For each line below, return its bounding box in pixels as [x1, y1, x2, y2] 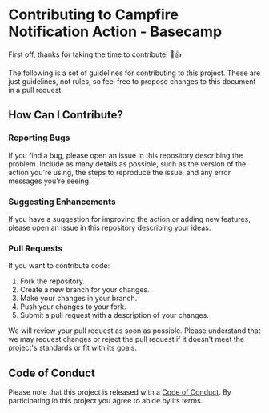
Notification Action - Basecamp [8, 22, 223, 41]
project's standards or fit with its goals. [8, 343, 138, 353]
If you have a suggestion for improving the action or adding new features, [8, 214, 251, 223]
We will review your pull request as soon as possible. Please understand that [8, 326, 261, 335]
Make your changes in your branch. [19, 294, 138, 303]
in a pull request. [8, 85, 64, 94]
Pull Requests [8, 243, 63, 254]
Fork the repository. [19, 276, 86, 286]
